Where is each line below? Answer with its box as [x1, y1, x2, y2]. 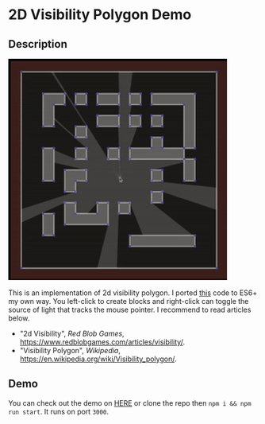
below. [8, 313, 30, 323]
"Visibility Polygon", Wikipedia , [19, 346, 121, 355]
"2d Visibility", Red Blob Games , [19, 329, 125, 338]
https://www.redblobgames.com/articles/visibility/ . [19, 337, 185, 347]
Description [8, 37, 67, 51]
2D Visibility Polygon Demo [8, 6, 192, 24]
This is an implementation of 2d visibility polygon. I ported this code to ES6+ [8, 288, 258, 298]
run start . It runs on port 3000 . [8, 406, 109, 416]
